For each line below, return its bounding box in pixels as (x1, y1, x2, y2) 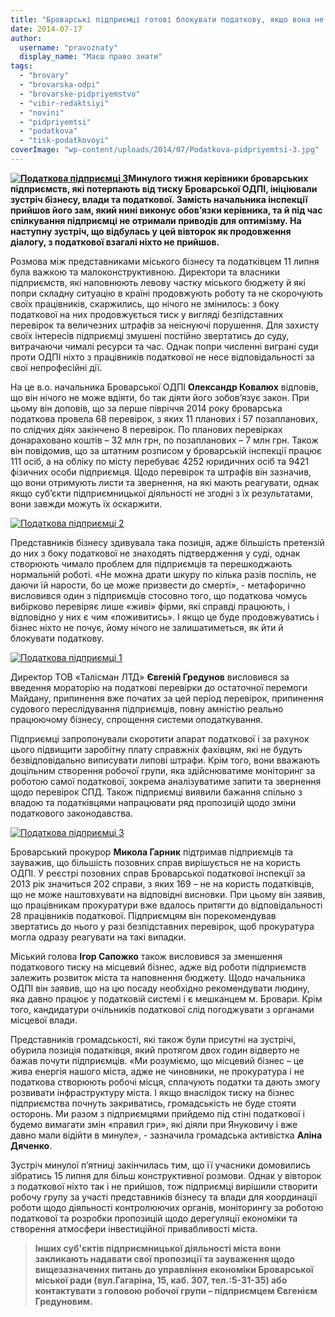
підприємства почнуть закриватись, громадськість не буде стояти (10, 1097, 297, 1109)
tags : (10, 61, 33, 71)
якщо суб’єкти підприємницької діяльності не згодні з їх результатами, (10, 487, 314, 499)
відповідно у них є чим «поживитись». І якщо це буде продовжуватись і (10, 611, 320, 623)
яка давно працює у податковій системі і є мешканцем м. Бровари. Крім (10, 992, 323, 1005)
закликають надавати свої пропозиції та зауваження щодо (34, 1252, 295, 1265)
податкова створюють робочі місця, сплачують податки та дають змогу (10, 1076, 321, 1088)
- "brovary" (19, 71, 70, 81)
